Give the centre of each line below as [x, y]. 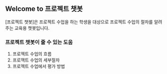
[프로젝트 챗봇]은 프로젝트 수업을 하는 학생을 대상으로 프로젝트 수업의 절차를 [79, 22]
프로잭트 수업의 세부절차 [36, 60]
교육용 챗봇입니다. [32, 28]
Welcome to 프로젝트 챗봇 [44, 9]
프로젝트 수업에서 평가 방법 [39, 67]
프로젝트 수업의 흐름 [32, 54]
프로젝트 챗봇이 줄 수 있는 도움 [39, 42]
